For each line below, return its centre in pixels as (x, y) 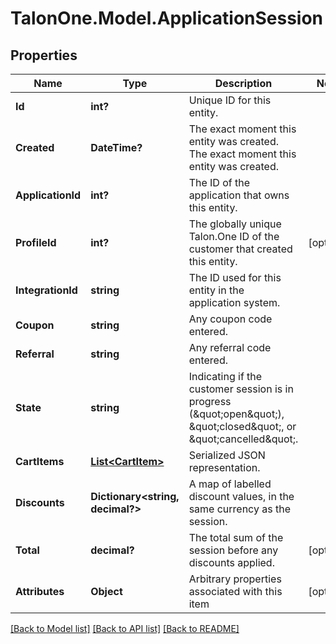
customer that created (240, 249)
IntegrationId (46, 290)
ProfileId (36, 242)
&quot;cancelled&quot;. (243, 439)
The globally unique (235, 224)
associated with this (235, 591)
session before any (233, 550)
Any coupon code (230, 319)
